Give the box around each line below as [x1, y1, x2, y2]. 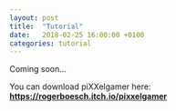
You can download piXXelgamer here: [9, 81, 151, 92]
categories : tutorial [9, 38, 92, 48]
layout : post [9, 13, 59, 23]
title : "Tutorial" [9, 22, 84, 31]
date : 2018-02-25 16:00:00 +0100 [9, 30, 145, 39]
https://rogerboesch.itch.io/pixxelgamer [9, 91, 168, 102]
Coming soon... [9, 64, 67, 75]
